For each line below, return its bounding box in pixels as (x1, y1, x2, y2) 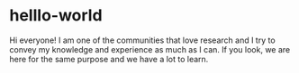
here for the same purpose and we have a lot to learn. (9, 53, 209, 64)
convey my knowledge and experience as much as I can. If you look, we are (9, 44, 291, 54)
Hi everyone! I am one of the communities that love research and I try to (9, 35, 276, 45)
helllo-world (9, 5, 103, 26)
